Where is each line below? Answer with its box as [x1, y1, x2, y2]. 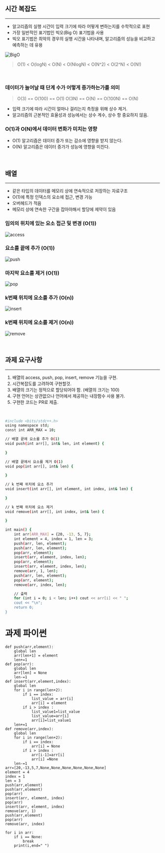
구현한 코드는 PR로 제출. [12, 399, 59, 405]
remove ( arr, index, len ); [14, 582, 67, 587]
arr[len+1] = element [14, 653, 58, 658]
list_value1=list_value [31, 709, 80, 714]
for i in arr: [5, 830, 34, 835]
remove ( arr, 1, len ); [14, 569, 58, 574]
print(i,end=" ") [14, 843, 50, 848]
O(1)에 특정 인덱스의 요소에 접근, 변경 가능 [12, 194, 93, 200]
